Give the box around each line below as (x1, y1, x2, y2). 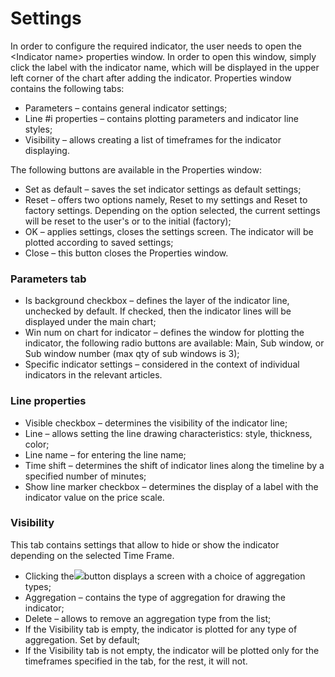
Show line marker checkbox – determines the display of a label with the (24, 480, 319, 492)
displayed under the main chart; (24, 316, 157, 328)
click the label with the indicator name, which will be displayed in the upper (10, 61, 320, 73)
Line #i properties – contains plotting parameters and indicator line (24, 112, 300, 124)
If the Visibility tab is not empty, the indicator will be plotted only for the (24, 644, 320, 656)
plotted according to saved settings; (24, 236, 174, 248)
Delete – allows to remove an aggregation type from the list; (24, 612, 272, 624)
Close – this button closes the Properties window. (24, 247, 229, 259)
